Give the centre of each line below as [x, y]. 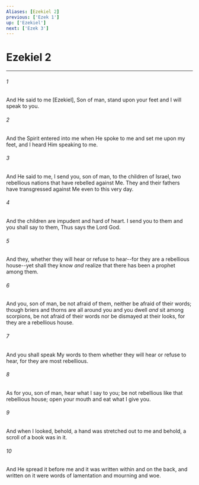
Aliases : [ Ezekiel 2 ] [33, 12]
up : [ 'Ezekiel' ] [26, 23]
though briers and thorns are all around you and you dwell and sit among [95, 310]
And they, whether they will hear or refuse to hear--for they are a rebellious [98, 259]
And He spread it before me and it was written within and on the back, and [97, 470]
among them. [22, 272]
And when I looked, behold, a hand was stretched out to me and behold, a [96, 431]
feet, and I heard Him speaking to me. [52, 144]
